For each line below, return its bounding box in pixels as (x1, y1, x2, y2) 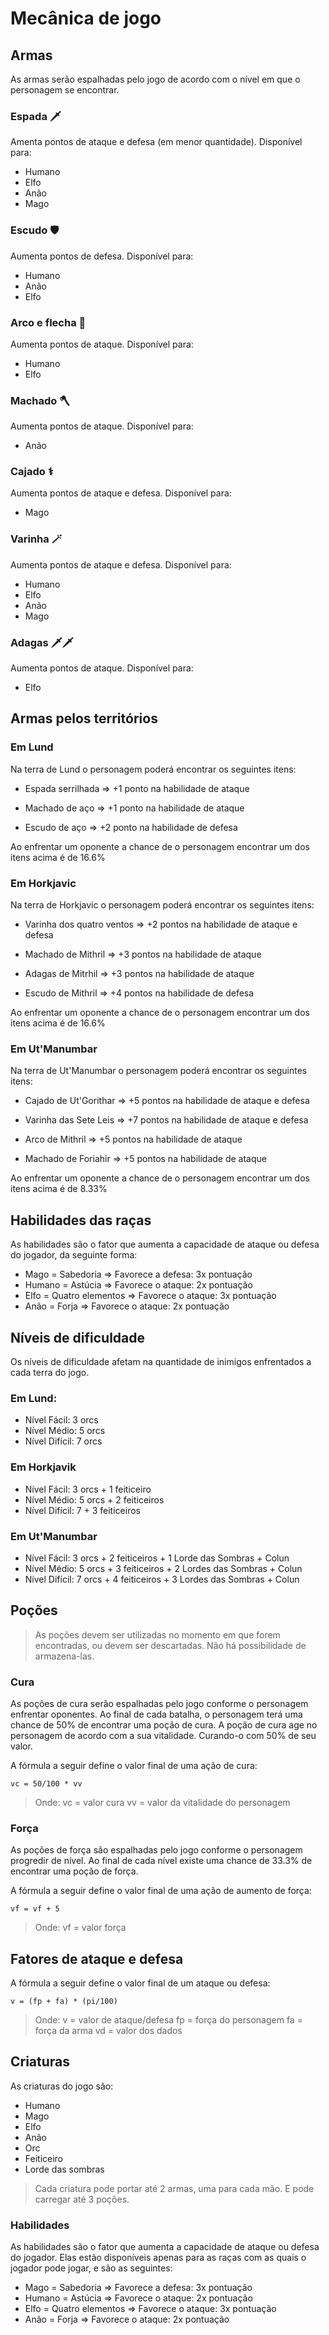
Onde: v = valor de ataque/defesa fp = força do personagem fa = (34, 2014, 303, 2026)
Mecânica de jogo (10, 7, 162, 30)
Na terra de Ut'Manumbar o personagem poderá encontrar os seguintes (10, 1065, 308, 1077)
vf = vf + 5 (10, 1904, 60, 1914)
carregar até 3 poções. (34, 2193, 130, 2205)
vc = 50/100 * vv (10, 1778, 83, 1789)
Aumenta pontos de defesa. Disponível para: (10, 250, 194, 262)
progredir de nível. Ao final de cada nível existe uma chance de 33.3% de (10, 1855, 313, 1867)
